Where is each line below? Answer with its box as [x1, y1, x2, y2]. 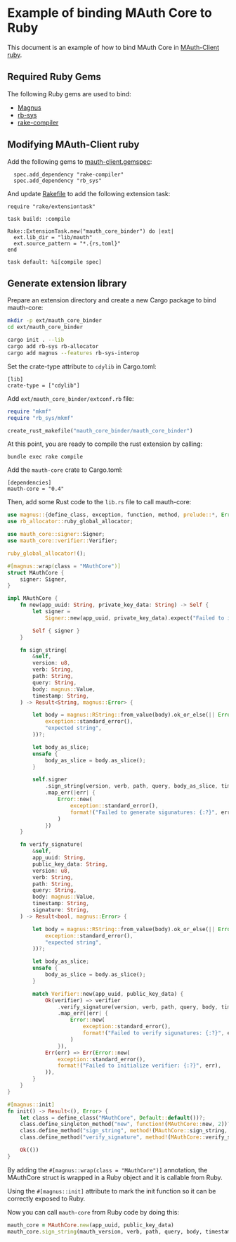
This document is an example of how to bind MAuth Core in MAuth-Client [7, 43, 220, 51]
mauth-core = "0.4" [7, 485, 65, 493]
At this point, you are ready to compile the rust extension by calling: [7, 440, 202, 448]
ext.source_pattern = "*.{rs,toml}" [13, 240, 121, 247]
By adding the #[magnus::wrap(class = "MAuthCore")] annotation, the [7, 1165, 208, 1174]
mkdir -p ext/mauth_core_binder [7, 317, 102, 324]
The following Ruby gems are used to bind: [7, 89, 131, 98]
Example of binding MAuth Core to [7, 5, 213, 21]
